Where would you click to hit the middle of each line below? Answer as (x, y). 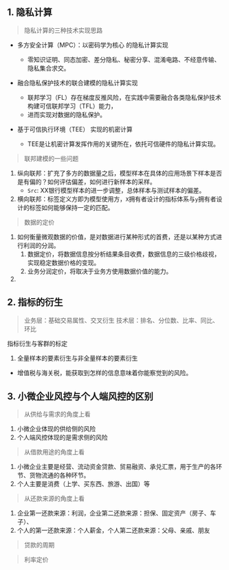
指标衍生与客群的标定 (37, 344)
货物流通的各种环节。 (59, 475)
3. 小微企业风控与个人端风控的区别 (80, 397)
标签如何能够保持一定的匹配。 (72, 207)
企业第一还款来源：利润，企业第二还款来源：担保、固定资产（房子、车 (117, 513)
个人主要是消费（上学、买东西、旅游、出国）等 (83, 484)
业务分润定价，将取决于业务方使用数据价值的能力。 (100, 271)
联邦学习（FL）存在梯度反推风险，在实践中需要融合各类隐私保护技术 (124, 97)
